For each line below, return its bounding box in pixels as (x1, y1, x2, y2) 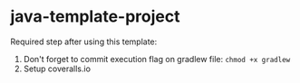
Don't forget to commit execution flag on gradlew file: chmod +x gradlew (23, 53, 291, 64)
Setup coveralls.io (23, 63, 92, 74)
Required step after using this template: (10, 36, 158, 47)
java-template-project (10, 6, 180, 27)
